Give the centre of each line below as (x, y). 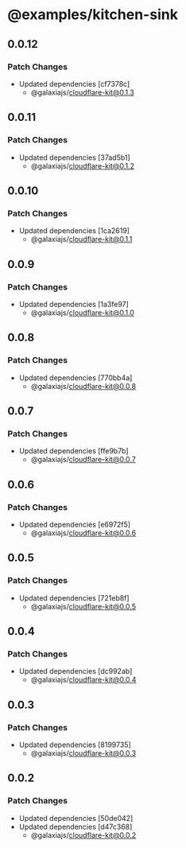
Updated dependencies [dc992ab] (76, 671)
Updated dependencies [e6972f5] (75, 524)
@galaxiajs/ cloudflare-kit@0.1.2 (82, 165)
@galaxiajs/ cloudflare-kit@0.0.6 (83, 533)
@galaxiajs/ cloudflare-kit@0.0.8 (83, 386)
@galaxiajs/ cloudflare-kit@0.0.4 (83, 680)
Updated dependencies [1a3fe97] (74, 304)
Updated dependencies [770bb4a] (76, 377)
